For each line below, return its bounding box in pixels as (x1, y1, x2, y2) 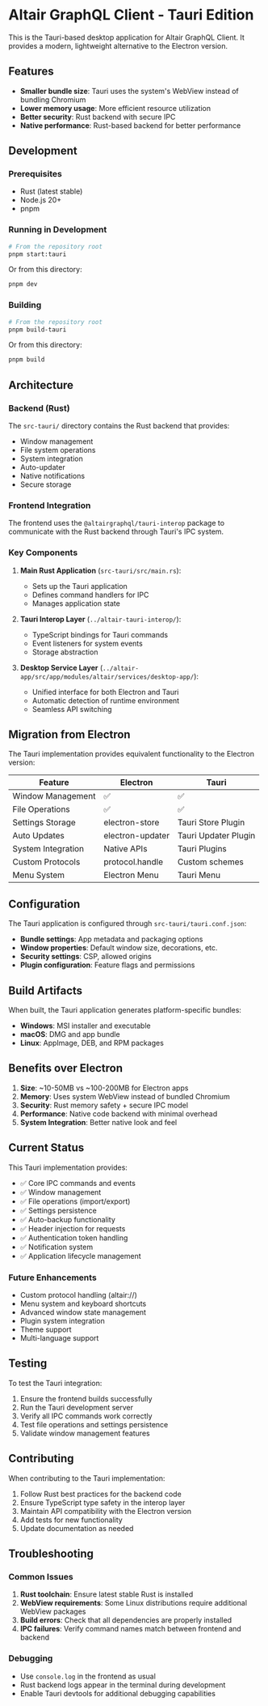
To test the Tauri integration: (8, 1378, 103, 1388)
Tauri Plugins (177, 843, 228, 855)
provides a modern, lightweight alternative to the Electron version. (8, 41, 228, 50)
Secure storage (19, 480, 72, 489)
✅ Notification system (19, 1242, 94, 1252)
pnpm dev (8, 280, 38, 288)
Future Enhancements (8, 1272, 97, 1283)
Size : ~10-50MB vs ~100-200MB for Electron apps (19, 1083, 189, 1093)
